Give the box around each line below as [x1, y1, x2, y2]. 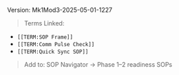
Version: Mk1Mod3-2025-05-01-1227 [7, 6, 112, 14]
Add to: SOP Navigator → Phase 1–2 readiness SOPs [23, 61, 173, 68]
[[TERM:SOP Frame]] [17, 34, 74, 41]
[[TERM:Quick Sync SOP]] [17, 48, 89, 55]
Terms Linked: [23, 19, 65, 27]
